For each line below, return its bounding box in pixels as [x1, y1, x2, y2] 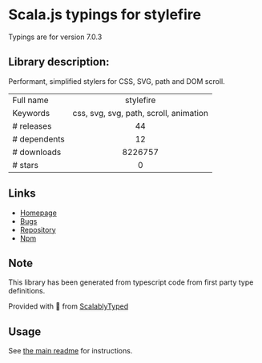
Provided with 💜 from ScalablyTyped [8, 301, 129, 311]
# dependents [12, 134, 66, 145]
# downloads [12, 146, 62, 158]
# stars [12, 159, 38, 170]
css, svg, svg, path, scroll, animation [72, 107, 208, 118]
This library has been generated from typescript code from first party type [8, 277, 254, 287]
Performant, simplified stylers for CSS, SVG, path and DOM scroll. [8, 76, 226, 86]
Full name [12, 94, 50, 106]
